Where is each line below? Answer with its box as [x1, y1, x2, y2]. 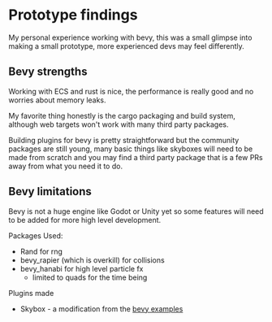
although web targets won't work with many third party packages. [8, 120, 229, 129]
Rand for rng [19, 246, 63, 256]
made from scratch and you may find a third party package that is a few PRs [8, 152, 263, 162]
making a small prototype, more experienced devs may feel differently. [8, 41, 245, 50]
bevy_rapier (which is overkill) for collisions [19, 255, 165, 265]
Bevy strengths [8, 65, 88, 79]
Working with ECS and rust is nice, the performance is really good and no [8, 86, 254, 96]
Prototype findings [8, 6, 138, 24]
